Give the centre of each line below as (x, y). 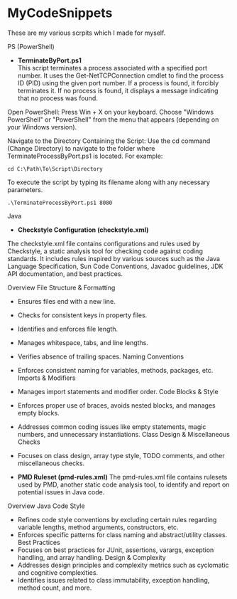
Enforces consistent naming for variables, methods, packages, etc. (115, 370)
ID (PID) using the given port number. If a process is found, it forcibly (118, 83)
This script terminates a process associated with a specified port (112, 68)
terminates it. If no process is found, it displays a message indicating (118, 90)
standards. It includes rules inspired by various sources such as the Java (114, 258)
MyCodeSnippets (60, 13)
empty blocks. (38, 413)
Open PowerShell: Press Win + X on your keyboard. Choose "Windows (111, 112)
